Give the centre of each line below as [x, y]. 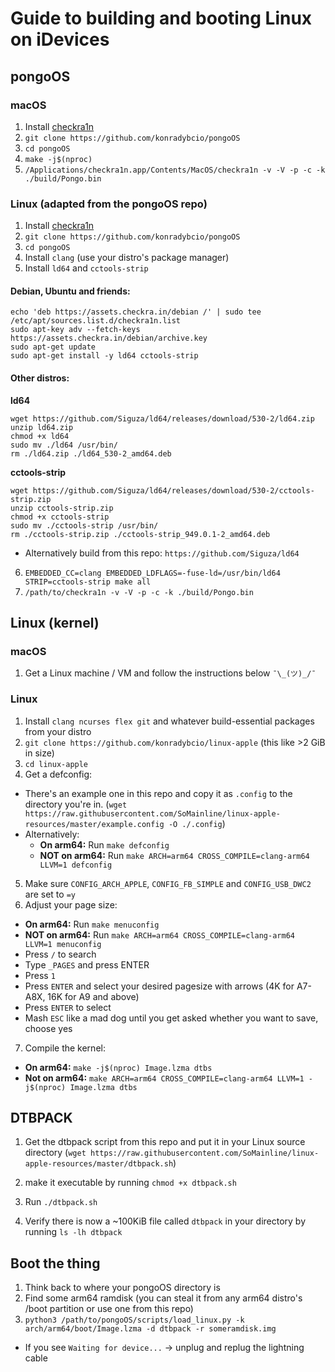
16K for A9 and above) [93, 996]
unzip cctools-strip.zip [62, 508]
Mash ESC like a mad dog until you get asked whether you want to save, [171, 1018]
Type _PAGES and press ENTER [87, 964]
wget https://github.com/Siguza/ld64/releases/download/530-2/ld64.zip [162, 418]
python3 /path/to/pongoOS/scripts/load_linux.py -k [134, 1320]
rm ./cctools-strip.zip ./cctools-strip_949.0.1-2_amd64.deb [140, 534]
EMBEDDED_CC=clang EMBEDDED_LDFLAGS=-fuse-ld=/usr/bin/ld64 [152, 573]
